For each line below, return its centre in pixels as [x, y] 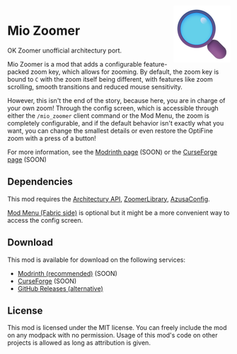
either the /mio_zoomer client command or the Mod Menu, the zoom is [109, 116]
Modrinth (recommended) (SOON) [68, 273]
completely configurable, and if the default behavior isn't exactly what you [116, 123]
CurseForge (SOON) [47, 281]
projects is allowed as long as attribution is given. [79, 343]
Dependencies [40, 182]
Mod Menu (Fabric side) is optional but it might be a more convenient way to [118, 212]
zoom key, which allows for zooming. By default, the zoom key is [125, 72]
